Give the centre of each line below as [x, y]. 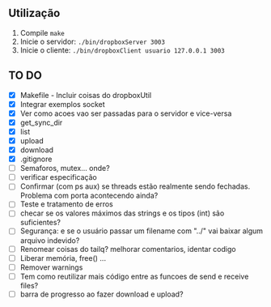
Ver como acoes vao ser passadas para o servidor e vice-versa [126, 113]
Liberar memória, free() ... [63, 258]
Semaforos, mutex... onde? [65, 168]
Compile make [42, 32]
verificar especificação [58, 177]
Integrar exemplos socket [62, 104]
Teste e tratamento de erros [66, 204]
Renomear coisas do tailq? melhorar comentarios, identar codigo [128, 249]
